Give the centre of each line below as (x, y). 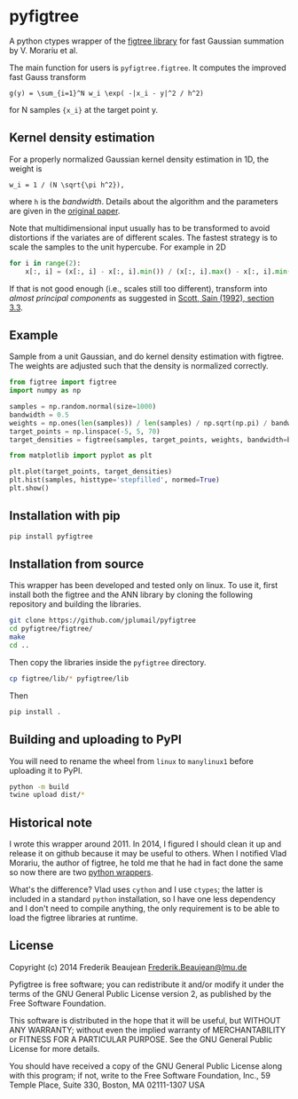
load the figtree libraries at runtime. (74, 918)
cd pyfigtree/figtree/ (51, 629)
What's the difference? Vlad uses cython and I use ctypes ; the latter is (136, 889)
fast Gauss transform (48, 76)
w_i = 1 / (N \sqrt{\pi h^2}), (67, 185)
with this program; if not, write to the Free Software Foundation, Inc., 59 (140, 1075)
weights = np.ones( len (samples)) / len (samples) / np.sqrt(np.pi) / (138, 423)
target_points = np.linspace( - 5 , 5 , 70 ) (85, 431)
